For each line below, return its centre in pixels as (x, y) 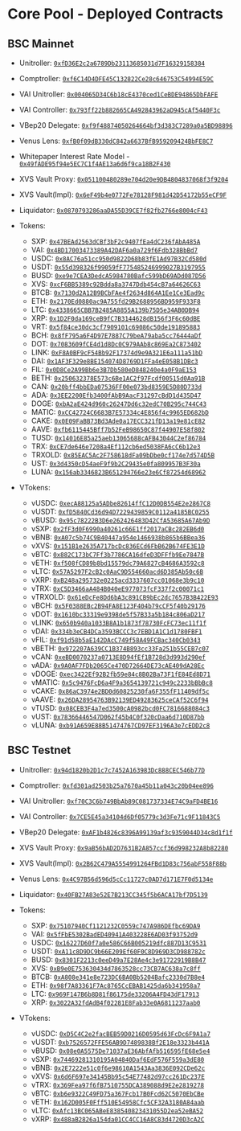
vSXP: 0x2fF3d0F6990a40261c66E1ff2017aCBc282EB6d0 (118, 529)
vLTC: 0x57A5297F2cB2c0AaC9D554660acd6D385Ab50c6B (117, 571)
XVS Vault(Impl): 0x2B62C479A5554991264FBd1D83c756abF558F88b (123, 863)
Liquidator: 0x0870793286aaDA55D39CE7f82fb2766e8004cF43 (113, 210)
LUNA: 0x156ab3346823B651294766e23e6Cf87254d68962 (118, 472)
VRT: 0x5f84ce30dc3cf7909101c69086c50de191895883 (116, 327)
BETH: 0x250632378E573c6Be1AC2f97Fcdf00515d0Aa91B (118, 378)
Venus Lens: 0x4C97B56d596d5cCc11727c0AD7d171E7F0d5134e (116, 879)
